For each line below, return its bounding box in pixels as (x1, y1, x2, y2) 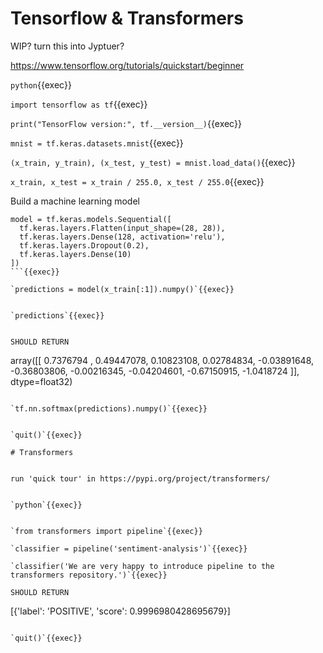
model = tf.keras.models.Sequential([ (10, 214, 172, 224)
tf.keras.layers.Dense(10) (19, 249, 132, 259)
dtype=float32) (10, 375, 73, 387)
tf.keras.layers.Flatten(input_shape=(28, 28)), (19, 223, 226, 233)
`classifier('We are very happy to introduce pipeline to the (10, 561, 275, 571)
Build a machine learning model (10, 195, 140, 207)
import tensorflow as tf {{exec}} (10, 98, 148, 110)
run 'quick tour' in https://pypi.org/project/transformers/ (10, 473, 271, 484)
